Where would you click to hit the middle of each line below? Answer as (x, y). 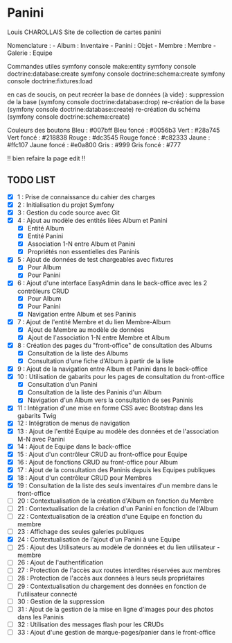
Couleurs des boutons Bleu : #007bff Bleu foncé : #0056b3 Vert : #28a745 (114, 130)
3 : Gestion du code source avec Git (68, 212)
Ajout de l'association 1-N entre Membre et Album (99, 337)
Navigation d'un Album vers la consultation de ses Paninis (110, 400)
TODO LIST (32, 180)
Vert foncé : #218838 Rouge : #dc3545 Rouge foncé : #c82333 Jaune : (109, 137)
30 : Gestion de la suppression (61, 601)
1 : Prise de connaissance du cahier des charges (86, 197)
